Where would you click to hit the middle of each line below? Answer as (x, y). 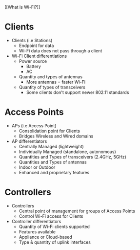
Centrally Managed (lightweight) (51, 146)
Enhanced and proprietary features (54, 172)
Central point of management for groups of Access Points (77, 211)
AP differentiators (29, 141)
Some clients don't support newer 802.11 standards (78, 92)
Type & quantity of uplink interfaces (55, 242)
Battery (33, 66)
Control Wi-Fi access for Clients (51, 216)
